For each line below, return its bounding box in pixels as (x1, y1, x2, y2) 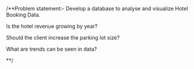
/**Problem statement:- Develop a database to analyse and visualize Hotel (6, 5, 189, 12)
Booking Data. (6, 11, 41, 18)
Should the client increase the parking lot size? (6, 34, 120, 41)
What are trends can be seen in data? (6, 45, 97, 52)
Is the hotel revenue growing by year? (6, 23, 98, 29)
